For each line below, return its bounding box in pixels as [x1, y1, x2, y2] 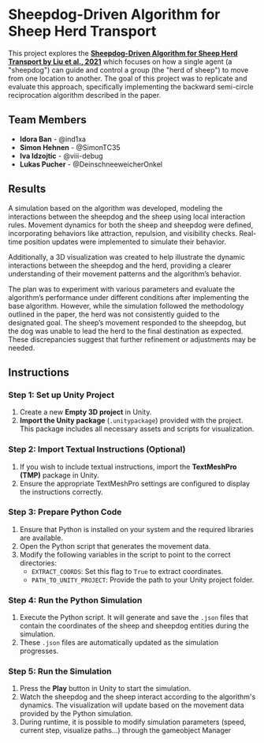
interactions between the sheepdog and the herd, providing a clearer [8, 261, 232, 270]
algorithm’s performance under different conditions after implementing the [8, 292, 250, 302]
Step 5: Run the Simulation [8, 666, 112, 677]
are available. [19, 533, 63, 542]
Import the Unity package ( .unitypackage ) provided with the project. [19, 416, 244, 426]
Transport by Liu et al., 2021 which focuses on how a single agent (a [8, 57, 232, 66]
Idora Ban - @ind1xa [19, 134, 87, 144]
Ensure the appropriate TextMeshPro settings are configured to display [19, 478, 251, 488]
